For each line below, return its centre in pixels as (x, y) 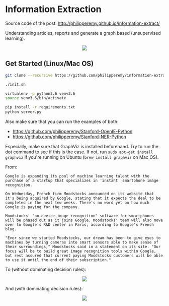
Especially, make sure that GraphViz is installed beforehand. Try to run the (82, 146)
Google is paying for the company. (43, 207)
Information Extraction (53, 9)
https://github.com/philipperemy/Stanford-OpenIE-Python (72, 131)
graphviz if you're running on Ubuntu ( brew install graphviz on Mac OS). (82, 157)
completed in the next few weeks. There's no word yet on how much (77, 203)
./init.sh (16, 84)
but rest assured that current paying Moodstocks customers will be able (84, 256)
